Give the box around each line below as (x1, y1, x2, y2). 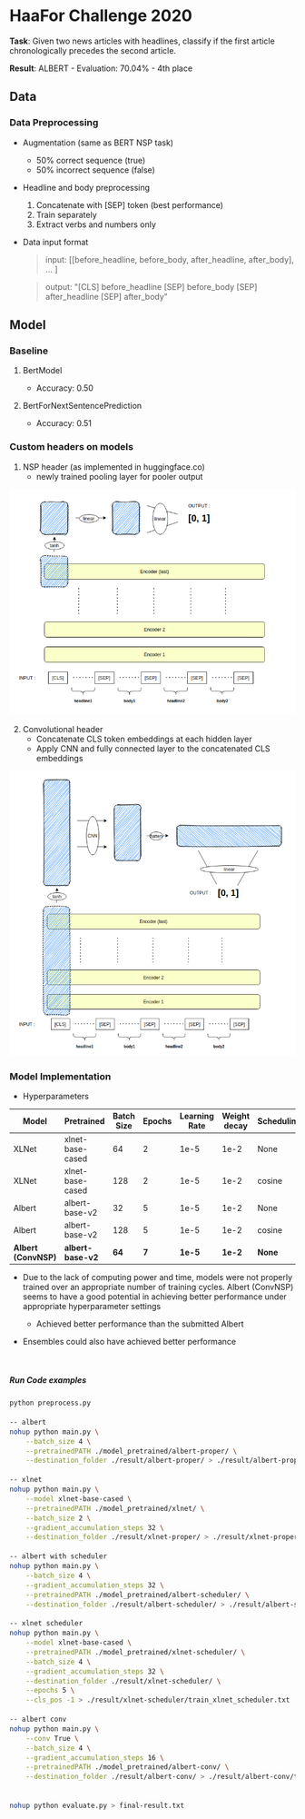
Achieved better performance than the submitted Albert (35, 1318, 244, 1329)
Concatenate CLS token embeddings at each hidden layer (35, 733, 252, 744)
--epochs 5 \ (25, 1686, 75, 1695)
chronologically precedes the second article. (9, 45, 177, 55)
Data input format (22, 236, 89, 247)
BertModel (22, 365, 63, 376)
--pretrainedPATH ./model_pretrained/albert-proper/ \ (25, 1446, 238, 1456)
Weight (221, 1110, 251, 1122)
